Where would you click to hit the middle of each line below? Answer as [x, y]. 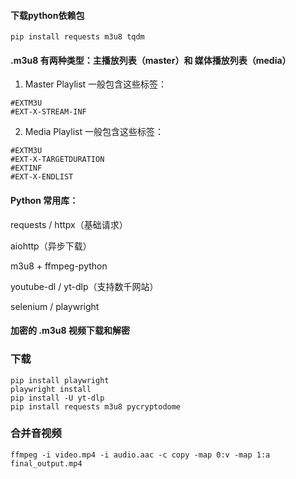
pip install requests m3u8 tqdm [77, 37]
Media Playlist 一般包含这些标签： [94, 132]
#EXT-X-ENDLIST [42, 177]
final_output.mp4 [46, 463]
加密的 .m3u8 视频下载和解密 [70, 331]
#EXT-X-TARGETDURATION [57, 160]
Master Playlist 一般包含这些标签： [96, 84]
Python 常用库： [44, 200]
